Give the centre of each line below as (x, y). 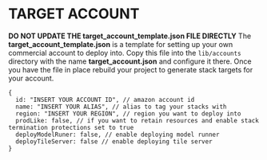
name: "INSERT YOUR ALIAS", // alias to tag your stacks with (121, 107)
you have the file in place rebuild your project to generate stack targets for (131, 69)
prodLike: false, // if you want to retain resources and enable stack (137, 120)
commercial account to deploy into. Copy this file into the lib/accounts (125, 53)
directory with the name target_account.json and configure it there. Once (130, 61)
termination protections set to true (71, 127)
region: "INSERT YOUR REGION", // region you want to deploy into (128, 113)
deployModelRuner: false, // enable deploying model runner (118, 135)
